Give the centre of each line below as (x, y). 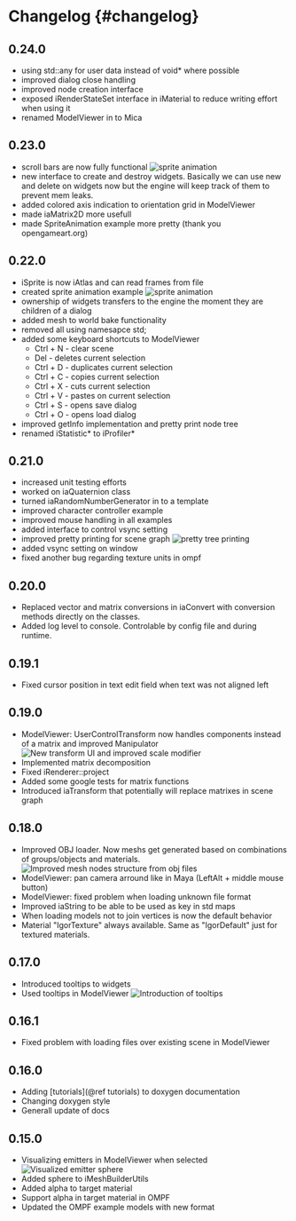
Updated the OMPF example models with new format (118, 1207)
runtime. (36, 636)
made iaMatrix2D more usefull (76, 214)
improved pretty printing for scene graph (95, 539)
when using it (46, 108)
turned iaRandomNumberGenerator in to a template (115, 501)
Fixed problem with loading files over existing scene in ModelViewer (145, 1043)
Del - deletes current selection (90, 358)
